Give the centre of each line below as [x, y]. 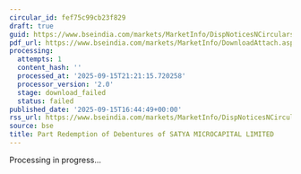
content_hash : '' [50, 68]
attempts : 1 [40, 59]
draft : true [31, 26]
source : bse [31, 126]
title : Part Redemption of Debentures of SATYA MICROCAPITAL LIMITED [142, 135]
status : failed [46, 101]
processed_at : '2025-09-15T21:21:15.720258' [102, 76]
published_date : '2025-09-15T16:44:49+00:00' [95, 109]
